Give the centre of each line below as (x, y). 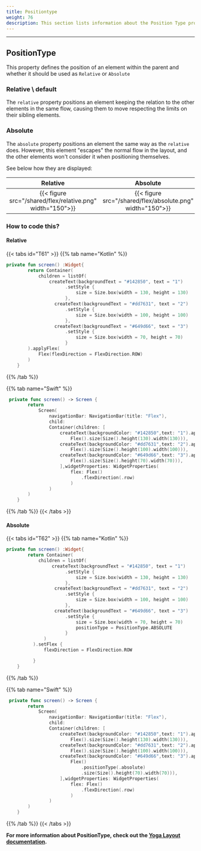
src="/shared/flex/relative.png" (53, 201)
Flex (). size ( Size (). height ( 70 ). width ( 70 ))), (127, 461)
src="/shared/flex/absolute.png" (148, 201)
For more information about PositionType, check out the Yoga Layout (93, 835)
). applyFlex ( (44, 349)
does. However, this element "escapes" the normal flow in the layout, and (97, 150)
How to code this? (33, 226)
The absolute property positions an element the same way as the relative (98, 144)
